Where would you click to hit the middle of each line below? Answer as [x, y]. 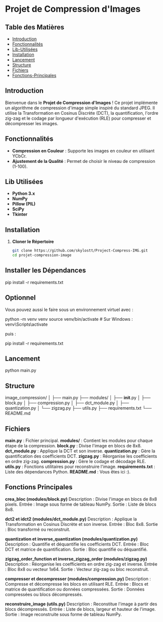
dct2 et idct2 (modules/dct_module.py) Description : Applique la [71, 519]
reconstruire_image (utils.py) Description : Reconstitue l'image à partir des [81, 604]
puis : [10, 334]
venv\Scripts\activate [26, 324]
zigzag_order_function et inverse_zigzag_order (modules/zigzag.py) [76, 559]
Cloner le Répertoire [33, 242]
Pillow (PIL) [24, 204]
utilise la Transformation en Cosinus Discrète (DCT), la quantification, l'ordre [82, 113]
